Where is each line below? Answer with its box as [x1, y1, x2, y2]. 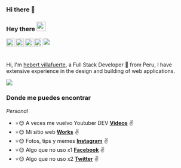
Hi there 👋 [6, 5, 36, 14]
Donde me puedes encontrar [6, 94, 91, 102]
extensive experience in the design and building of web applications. [6, 68, 175, 75]
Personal [6, 107, 29, 114]
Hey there [6, 25, 36, 33]
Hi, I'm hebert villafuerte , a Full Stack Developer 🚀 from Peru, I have [6, 61, 172, 68]
